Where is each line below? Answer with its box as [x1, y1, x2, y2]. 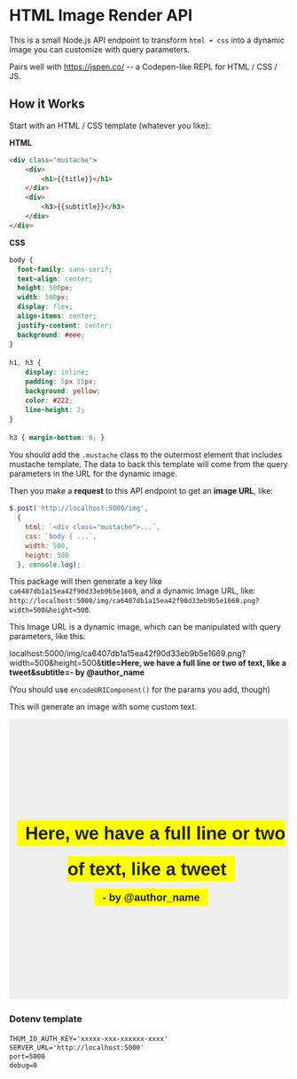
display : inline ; [25, 368, 90, 377]
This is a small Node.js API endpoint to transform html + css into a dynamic [9, 35, 285, 45]
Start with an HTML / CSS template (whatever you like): [9, 120, 211, 131]
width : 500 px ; [17, 293, 69, 302]
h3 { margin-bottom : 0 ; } [9, 433, 105, 442]
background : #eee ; [17, 330, 86, 339]
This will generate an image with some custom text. [9, 702, 198, 712]
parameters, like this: [9, 631, 86, 642]
